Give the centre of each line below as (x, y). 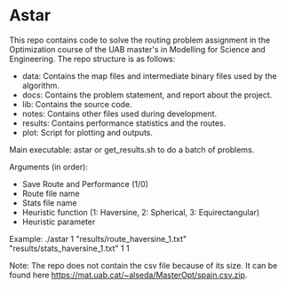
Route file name (51, 193)
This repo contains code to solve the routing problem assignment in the (140, 40)
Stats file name (49, 203)
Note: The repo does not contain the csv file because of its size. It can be (143, 265)
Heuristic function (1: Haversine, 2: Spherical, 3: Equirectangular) (141, 212)
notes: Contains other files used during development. (119, 113)
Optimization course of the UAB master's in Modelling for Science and (138, 49)
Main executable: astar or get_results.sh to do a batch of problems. (132, 149)
